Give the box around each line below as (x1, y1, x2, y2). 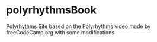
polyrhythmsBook (6, 3, 97, 17)
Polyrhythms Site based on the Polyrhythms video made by (6, 23, 151, 30)
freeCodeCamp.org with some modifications (6, 29, 114, 36)
